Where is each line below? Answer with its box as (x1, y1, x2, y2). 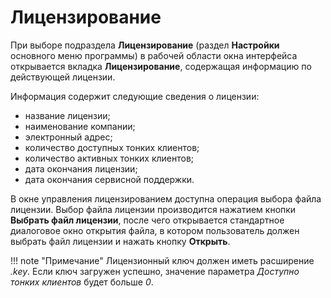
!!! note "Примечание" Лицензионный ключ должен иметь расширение (10, 254, 315, 266)
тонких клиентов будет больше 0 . (10, 276, 154, 288)
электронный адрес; (24, 131, 113, 143)
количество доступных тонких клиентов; (24, 141, 200, 153)
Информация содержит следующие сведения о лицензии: (10, 90, 260, 102)
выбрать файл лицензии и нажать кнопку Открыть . (10, 235, 231, 247)
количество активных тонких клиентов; (24, 152, 195, 164)
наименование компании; (24, 120, 136, 132)
